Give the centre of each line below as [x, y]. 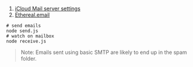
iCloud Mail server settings [48, 9]
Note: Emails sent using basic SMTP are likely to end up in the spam [104, 52]
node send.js [22, 31]
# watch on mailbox [30, 36]
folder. [29, 58]
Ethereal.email [32, 15]
